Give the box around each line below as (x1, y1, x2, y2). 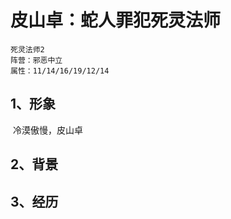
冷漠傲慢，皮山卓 (12, 124, 83, 136)
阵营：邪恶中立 (10, 55, 63, 65)
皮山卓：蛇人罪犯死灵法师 (10, 9, 222, 32)
